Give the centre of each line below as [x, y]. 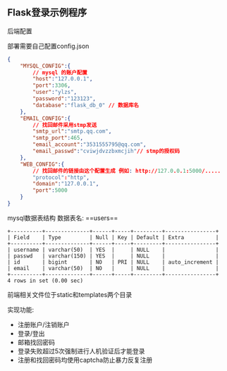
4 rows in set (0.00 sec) [45, 281]
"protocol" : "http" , [61, 177]
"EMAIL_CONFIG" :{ [45, 118]
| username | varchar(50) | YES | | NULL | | [113, 250]
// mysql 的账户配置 [60, 73]
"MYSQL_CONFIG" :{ [45, 66]
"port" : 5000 [50, 190]
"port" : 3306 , [52, 86]
